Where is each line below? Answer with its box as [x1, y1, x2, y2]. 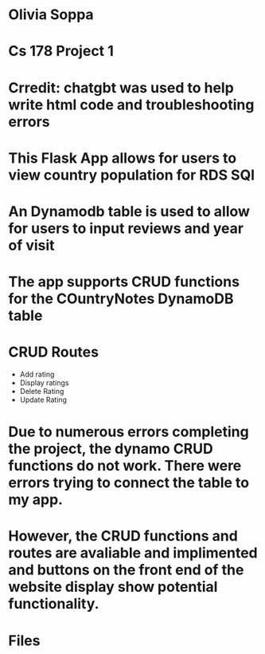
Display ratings [19, 378, 69, 388]
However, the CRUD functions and [8, 527, 239, 546]
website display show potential [8, 578, 218, 596]
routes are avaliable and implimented [8, 544, 259, 562]
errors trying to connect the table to [8, 474, 249, 492]
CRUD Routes [8, 343, 99, 361]
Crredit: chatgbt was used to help [8, 78, 235, 97]
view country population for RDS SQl [8, 166, 255, 184]
